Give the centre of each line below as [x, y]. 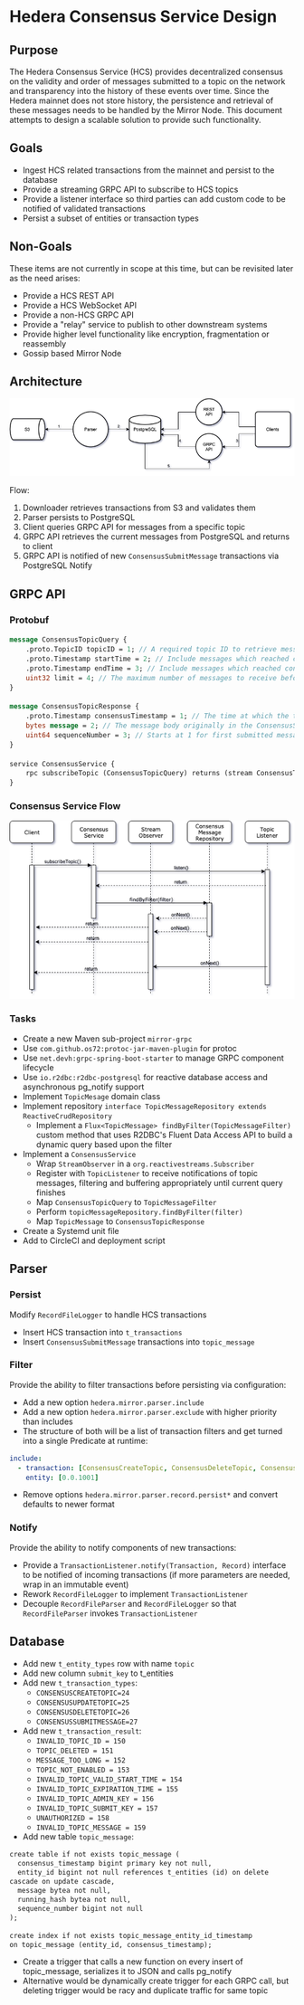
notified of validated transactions [84, 208]
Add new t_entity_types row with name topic [108, 1663]
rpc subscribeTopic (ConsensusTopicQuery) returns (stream [139, 774]
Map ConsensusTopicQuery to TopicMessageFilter [126, 1202]
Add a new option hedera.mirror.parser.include [113, 1402]
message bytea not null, [64, 1890]
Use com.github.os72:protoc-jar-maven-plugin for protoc [130, 1048]
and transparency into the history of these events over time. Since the [139, 91]
